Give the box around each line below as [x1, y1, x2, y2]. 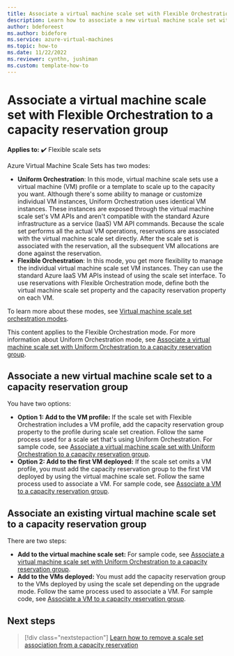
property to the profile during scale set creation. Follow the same [17, 428, 204, 436]
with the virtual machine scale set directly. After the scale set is [17, 234, 199, 243]
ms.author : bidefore [7, 29, 68, 37]
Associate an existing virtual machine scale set [7, 507, 217, 519]
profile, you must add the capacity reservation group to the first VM [17, 465, 212, 473]
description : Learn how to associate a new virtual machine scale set [7, 17, 217, 24]
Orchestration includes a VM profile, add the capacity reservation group [17, 420, 224, 429]
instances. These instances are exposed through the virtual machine [17, 204, 214, 213]
